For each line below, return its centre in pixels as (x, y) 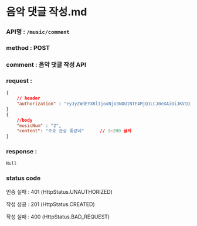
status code (23, 178)
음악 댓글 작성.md (47, 12)
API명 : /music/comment (38, 32)
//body (25, 120)
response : (21, 152)
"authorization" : (39, 104)
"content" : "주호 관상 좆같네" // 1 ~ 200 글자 (74, 131)
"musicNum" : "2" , (39, 126)
